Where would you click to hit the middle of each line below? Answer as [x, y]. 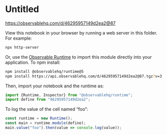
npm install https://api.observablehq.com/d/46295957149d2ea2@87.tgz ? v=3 [84, 76]
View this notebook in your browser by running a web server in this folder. [81, 33]
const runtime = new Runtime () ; [39, 118]
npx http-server [22, 47]
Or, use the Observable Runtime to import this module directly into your [78, 57]
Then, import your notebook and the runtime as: [54, 86]
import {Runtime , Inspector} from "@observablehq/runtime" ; [69, 95]
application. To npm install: [33, 62]
